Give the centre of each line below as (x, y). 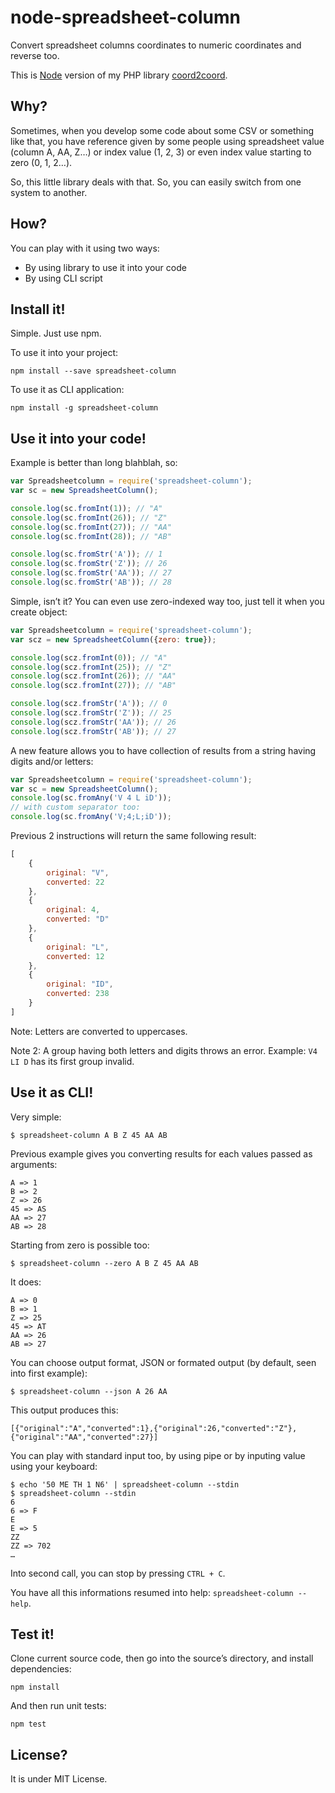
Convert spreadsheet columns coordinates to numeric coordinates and (156, 45)
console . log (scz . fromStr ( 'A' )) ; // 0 (89, 704)
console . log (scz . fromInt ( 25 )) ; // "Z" (91, 667)
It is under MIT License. (59, 1779)
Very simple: (36, 1117)
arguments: (34, 1164)
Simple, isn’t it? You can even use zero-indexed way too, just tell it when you (167, 601)
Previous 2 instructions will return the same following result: (133, 836)
